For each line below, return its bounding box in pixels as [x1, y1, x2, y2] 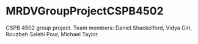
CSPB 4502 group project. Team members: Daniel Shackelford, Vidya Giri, [5, 24, 193, 31]
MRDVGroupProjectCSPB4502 [5, 4, 164, 18]
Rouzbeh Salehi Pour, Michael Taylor [5, 30, 98, 37]
